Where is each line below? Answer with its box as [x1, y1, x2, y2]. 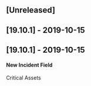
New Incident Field [6, 61, 53, 68]
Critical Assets [6, 74, 41, 81]
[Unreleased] [6, 5, 56, 15]
